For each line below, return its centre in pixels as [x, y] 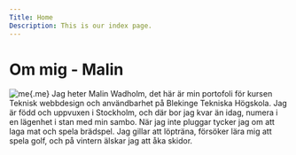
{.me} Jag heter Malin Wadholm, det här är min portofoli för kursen [151, 94]
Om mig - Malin [66, 70]
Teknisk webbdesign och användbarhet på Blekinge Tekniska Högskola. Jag [148, 104]
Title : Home [31, 17]
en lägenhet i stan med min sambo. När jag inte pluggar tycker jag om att [142, 122]
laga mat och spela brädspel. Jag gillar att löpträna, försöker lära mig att [140, 132]
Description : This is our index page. [81, 26]
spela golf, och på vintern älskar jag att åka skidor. [101, 141]
